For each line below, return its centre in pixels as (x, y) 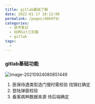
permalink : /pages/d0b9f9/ (32, 18)
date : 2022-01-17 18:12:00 (32, 14)
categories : (17, 23)
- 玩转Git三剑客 (24, 32)
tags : (10, 41)
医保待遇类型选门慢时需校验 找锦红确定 (51, 84)
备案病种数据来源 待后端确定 (40, 96)
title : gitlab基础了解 (27, 9)
